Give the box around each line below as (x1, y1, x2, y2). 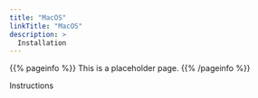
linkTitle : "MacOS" (9, 22, 83, 31)
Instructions (9, 80, 54, 91)
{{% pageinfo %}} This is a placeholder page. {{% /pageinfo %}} (9, 63, 251, 74)
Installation (17, 38, 67, 48)
